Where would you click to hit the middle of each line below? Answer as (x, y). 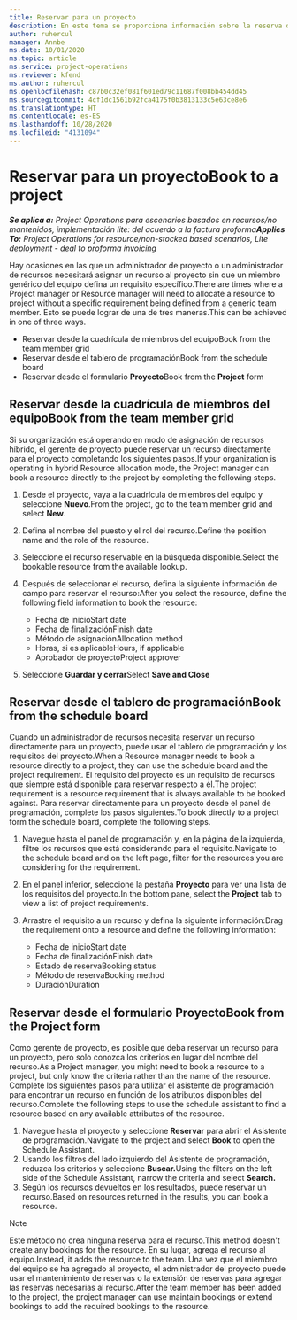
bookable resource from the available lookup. (104, 566)
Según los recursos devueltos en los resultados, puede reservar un (144, 1187)
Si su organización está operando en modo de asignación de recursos (137, 439)
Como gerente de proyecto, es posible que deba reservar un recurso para (144, 1048)
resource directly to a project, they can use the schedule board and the (138, 765)
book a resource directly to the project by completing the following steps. (143, 477)
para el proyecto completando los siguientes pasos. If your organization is (143, 458)
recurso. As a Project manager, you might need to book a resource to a (137, 1067)
